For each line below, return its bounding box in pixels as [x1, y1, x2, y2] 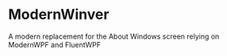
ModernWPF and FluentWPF [8, 39, 102, 49]
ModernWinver [8, 6, 110, 24]
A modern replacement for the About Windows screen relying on [8, 32, 220, 41]
